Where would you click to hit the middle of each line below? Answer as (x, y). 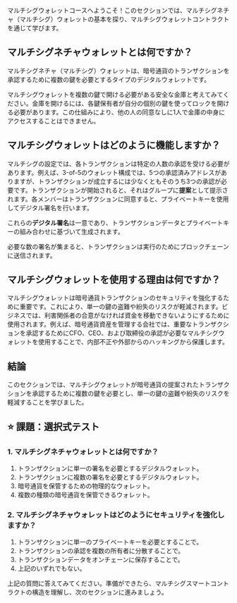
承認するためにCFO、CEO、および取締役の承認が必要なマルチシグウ (125, 333)
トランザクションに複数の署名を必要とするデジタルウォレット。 (110, 477)
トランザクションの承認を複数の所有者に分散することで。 (101, 551)
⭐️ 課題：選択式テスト (54, 426)
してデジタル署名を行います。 (50, 207)
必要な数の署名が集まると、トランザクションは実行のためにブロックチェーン (118, 246)
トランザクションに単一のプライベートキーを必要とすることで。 (110, 542)
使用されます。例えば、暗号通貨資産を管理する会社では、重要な (100, 324)
